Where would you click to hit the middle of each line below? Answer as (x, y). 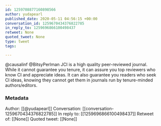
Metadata (17, 98)
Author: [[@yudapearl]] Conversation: (43, 108)
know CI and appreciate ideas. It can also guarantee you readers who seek (81, 75)
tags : (11, 46)
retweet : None (20, 32)
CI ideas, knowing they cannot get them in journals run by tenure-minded (79, 80)
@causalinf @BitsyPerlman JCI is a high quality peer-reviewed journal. (76, 64)
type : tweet (17, 42)
